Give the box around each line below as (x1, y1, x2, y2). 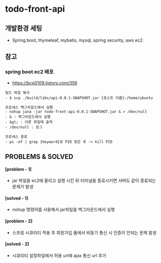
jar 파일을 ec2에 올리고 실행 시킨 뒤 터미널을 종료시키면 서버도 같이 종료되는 (12, 178, 156, 183)
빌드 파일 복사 (5, 90, 30, 95)
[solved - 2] (5, 241, 29, 247)
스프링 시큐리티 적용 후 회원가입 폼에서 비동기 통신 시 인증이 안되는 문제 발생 (12, 229, 157, 235)
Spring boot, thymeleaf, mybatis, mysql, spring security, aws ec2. (12, 38, 144, 43)
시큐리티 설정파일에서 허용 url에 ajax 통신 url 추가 (12, 252, 106, 258)
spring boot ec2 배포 (5, 68, 54, 75)
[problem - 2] (5, 218, 33, 224)
